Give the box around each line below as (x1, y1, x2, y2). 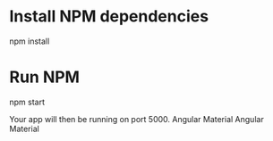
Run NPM (9, 67, 81, 87)
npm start (9, 96, 46, 107)
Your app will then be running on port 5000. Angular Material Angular (9, 113, 264, 124)
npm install (9, 36, 50, 46)
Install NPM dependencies (9, 6, 209, 27)
